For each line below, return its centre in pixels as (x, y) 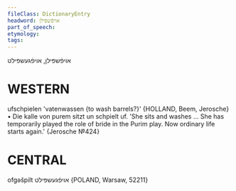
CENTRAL (37, 160)
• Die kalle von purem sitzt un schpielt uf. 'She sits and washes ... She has (116, 116)
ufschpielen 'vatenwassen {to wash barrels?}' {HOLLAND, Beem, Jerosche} (118, 109)
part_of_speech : (31, 27)
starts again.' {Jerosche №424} (54, 131)
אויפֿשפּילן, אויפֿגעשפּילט (39, 60)
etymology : (23, 34)
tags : (15, 40)
